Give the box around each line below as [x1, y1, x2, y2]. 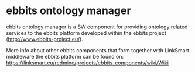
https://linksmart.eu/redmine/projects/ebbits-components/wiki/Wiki [6, 59, 169, 66]
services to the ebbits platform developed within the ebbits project [6, 29, 167, 36]
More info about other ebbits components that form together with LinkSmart [6, 46, 189, 53]
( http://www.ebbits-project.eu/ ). [6, 35, 83, 42]
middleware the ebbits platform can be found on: [6, 53, 124, 60]
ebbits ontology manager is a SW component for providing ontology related [6, 23, 188, 30]
